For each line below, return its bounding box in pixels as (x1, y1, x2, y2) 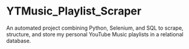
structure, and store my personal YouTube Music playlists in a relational (6, 30, 184, 38)
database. (6, 37, 31, 44)
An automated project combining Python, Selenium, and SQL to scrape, (6, 24, 184, 31)
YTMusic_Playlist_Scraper (6, 4, 142, 18)
